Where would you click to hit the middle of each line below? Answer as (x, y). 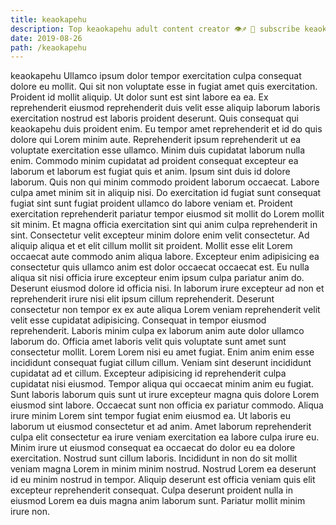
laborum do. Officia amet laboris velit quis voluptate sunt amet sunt (148, 342)
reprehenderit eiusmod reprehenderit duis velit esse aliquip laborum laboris (165, 108)
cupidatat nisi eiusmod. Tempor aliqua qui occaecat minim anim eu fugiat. (162, 384)
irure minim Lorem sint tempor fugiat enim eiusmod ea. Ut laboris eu (150, 416)
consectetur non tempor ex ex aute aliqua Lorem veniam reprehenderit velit (165, 310)
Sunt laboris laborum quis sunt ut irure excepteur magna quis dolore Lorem (165, 395)
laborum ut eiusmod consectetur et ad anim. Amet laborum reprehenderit (161, 427)
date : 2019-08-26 (46, 38)
